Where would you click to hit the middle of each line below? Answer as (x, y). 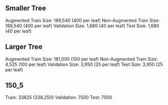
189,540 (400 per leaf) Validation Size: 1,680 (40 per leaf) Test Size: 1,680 (82, 26)
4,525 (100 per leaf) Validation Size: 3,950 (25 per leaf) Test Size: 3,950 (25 (84, 64)
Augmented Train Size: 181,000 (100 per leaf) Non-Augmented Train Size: (82, 59)
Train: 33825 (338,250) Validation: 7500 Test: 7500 (59, 97)
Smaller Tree (26, 8)
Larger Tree (24, 47)
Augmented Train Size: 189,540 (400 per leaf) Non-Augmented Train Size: (83, 20)
